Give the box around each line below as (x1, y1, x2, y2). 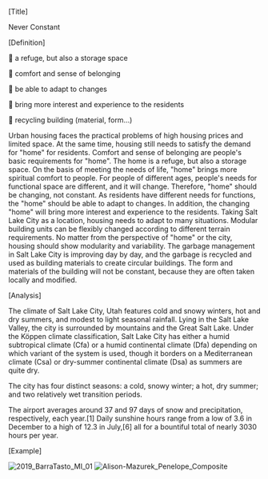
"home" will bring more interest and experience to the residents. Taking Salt (8, 207, 258, 217)
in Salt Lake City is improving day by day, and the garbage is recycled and (8, 249, 252, 259)
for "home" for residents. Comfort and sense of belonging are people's (8, 148, 242, 157)
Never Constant (8, 22, 61, 31)
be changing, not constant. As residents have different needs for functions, (8, 190, 256, 199)
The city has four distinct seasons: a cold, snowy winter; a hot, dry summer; (8, 381, 258, 390)
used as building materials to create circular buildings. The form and (8, 258, 234, 267)
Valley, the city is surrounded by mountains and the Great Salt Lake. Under (8, 323, 254, 333)
